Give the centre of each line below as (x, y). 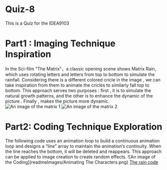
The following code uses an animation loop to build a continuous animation (82, 141)
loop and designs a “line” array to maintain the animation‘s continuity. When (83, 146)
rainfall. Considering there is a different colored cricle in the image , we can (83, 79)
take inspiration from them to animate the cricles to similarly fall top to (77, 85)
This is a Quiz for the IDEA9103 (37, 23)
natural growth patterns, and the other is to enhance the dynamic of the (79, 96)
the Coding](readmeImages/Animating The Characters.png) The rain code (82, 162)
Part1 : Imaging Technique (60, 44)
